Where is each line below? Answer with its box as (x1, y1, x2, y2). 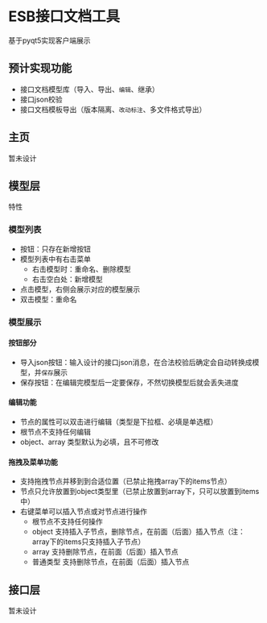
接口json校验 (19, 94, 63, 104)
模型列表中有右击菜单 (19, 254, 91, 264)
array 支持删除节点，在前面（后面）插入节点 (31, 547, 179, 557)
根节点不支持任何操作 (31, 517, 103, 526)
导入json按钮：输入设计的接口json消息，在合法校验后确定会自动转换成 (19, 357, 253, 367)
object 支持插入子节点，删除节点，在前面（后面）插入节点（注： (31, 527, 245, 537)
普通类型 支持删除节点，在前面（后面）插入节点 (31, 557, 190, 567)
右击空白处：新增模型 (31, 274, 103, 284)
